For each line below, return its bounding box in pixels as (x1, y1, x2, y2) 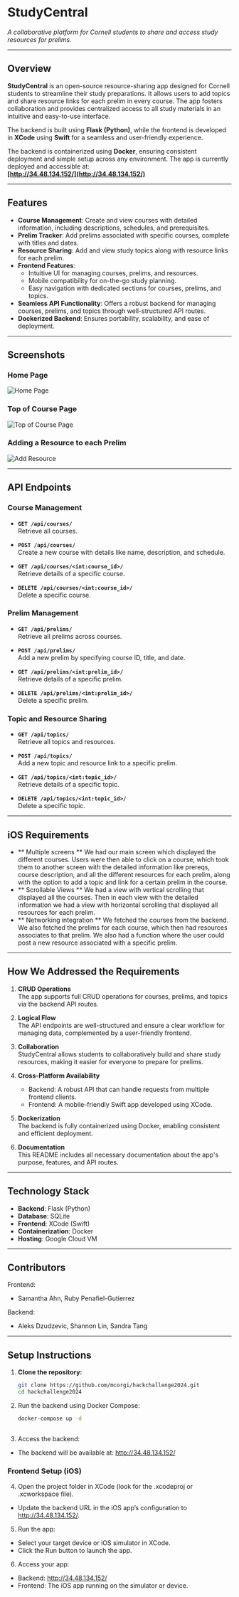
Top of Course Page (7, 404, 78, 414)
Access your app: (17, 1559, 70, 1569)
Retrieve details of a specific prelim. (17, 674, 123, 683)
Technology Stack (7, 1185, 90, 1197)
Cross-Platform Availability (17, 1071, 100, 1080)
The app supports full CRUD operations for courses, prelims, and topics (17, 992, 228, 1000)
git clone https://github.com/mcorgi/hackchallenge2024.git (17, 1381, 200, 1389)
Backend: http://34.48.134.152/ (17, 1574, 108, 1582)
